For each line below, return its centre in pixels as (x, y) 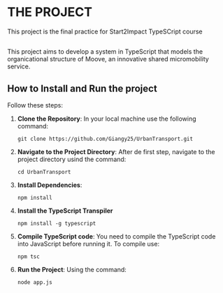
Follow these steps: (35, 105)
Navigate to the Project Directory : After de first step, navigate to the (116, 152)
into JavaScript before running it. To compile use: (88, 244)
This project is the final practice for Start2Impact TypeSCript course (105, 31)
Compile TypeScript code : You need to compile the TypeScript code (116, 236)
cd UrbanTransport (44, 172)
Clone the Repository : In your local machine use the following (107, 119)
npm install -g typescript (57, 224)
